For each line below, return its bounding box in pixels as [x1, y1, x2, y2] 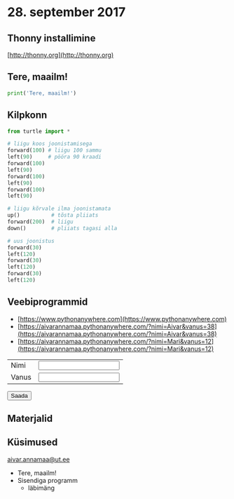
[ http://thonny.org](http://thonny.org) [7, 51, 114, 59]
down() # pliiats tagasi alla [7, 225, 118, 232]
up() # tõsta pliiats [7, 212, 99, 219]
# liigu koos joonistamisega [7, 140, 92, 147]
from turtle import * [7, 128, 71, 135]
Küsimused [7, 437, 58, 448]
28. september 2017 [7, 4, 126, 20]
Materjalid [7, 413, 53, 425]
